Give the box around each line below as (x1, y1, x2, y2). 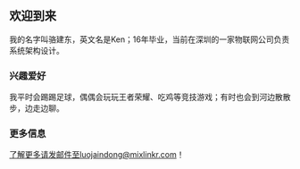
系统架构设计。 (9, 45, 64, 55)
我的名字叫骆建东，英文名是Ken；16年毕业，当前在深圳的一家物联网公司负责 (9, 34, 290, 45)
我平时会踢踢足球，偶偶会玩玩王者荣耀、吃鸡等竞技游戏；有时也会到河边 (9, 92, 275, 103)
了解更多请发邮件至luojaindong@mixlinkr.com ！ (9, 149, 185, 160)
